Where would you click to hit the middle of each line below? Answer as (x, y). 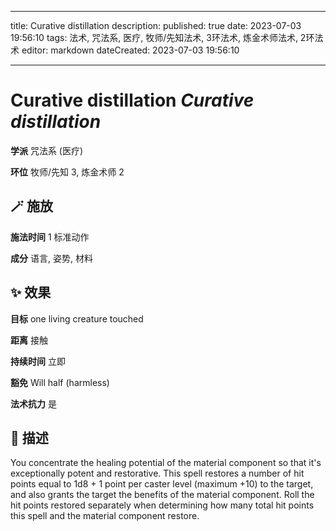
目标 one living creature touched (77, 318)
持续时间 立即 (38, 361)
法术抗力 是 (33, 403)
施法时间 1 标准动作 (50, 237)
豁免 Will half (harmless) (60, 382)
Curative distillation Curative (132, 100)
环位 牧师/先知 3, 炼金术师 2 (67, 172)
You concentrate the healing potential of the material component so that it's (166, 463)
